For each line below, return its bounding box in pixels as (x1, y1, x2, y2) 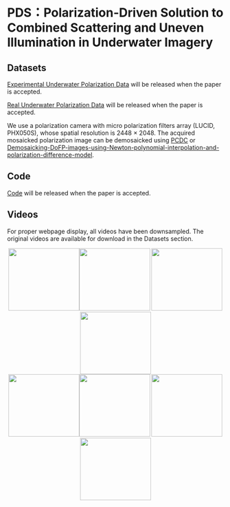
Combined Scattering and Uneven (7, 20, 205, 36)
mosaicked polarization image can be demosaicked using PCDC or (7, 136, 196, 144)
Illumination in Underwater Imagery (7, 34, 214, 50)
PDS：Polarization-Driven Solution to (7, 5, 224, 21)
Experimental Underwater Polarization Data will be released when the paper (7, 80, 222, 88)
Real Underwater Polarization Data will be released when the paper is (7, 101, 203, 109)
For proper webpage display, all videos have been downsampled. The (7, 227, 204, 235)
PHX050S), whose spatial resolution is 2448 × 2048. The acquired (7, 129, 196, 137)
